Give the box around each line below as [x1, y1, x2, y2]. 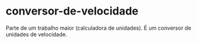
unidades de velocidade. [5, 30, 67, 38]
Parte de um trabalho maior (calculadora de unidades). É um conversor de [5, 24, 192, 31]
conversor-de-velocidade [5, 4, 139, 18]
